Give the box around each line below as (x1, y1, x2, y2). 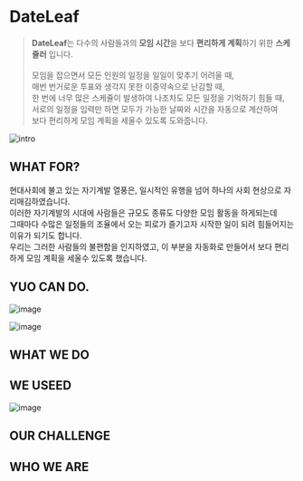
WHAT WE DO (9, 347, 90, 362)
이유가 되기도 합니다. (9, 229, 82, 241)
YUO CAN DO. (9, 279, 90, 295)
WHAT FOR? (9, 159, 80, 175)
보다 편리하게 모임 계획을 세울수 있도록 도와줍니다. (31, 115, 208, 126)
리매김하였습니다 (9, 196, 69, 207)
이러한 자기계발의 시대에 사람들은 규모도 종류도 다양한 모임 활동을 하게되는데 (9, 207, 278, 218)
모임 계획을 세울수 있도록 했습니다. (25, 252, 147, 264)
